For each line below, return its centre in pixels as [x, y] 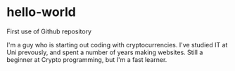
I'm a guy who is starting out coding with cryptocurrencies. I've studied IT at [117, 45]
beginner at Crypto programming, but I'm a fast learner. [87, 59]
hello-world [42, 12]
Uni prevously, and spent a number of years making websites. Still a [105, 52]
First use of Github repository [49, 31]
